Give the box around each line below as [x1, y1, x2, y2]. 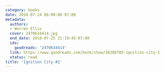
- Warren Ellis [10, 26, 42, 31]
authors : [10, 21, 28, 27]
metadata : [5, 17, 26, 22]
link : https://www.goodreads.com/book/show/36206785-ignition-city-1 [10, 50, 160, 55]
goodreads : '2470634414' [14, 45, 67, 50]
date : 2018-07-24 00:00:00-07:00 [5, 12, 76, 17]
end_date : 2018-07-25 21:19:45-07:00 [10, 36, 90, 41]
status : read [10, 54, 38, 60]
